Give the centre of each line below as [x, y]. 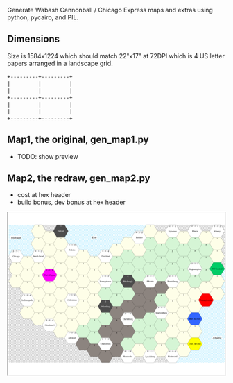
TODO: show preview [48, 156]
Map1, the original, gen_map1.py [78, 140]
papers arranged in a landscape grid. [60, 63]
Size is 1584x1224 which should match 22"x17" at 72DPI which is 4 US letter [116, 56]
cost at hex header [44, 195]
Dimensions [34, 39]
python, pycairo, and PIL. [43, 17]
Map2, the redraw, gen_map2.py [79, 179]
